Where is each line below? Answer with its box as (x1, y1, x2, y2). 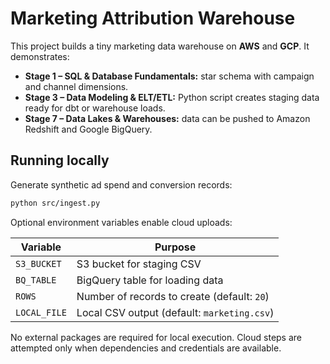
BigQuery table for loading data (76, 273, 224, 287)
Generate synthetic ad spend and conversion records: (10, 178, 233, 191)
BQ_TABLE (15, 274, 57, 286)
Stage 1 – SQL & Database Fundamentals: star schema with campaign (24, 70, 315, 82)
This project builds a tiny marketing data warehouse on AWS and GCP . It (10, 40, 310, 52)
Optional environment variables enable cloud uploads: (10, 216, 233, 228)
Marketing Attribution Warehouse (10, 7, 296, 30)
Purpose (154, 240, 197, 254)
